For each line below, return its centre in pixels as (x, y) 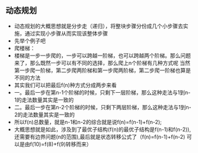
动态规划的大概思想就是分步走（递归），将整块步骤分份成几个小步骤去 (98, 26)
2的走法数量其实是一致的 (44, 115)
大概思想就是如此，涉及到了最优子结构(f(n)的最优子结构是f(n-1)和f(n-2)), (102, 129)
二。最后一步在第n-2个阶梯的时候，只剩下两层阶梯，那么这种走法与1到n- (103, 107)
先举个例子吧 (30, 41)
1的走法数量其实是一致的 (44, 100)
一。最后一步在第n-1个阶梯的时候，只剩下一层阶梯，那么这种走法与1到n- (102, 92)
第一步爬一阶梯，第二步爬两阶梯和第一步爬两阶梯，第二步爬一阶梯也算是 (102, 70)
